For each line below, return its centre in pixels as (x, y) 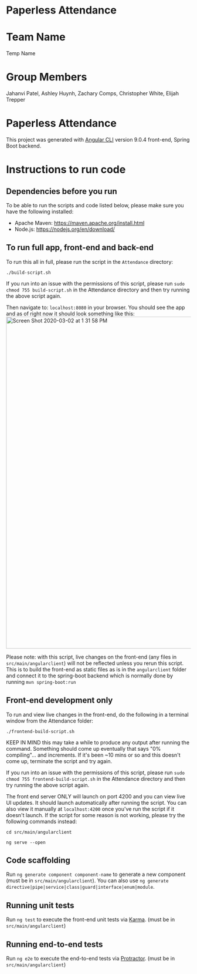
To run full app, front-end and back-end (80, 248)
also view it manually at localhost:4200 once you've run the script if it (90, 809)
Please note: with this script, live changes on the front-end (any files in (91, 657)
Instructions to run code (66, 169)
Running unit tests (40, 905)
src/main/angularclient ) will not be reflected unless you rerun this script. (95, 663)
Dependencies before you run (62, 191)
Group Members (47, 77)
